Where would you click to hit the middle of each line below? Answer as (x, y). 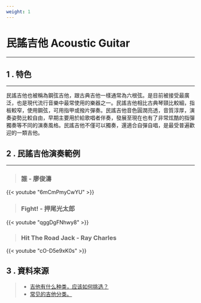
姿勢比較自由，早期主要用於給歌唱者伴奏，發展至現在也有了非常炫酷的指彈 (103, 118)
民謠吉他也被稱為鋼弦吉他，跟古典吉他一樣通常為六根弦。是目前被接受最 (95, 96)
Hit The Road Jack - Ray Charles (68, 238)
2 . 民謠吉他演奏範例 (43, 153)
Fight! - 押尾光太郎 (48, 209)
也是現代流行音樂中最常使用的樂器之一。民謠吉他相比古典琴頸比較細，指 (106, 103)
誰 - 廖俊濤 (36, 179)
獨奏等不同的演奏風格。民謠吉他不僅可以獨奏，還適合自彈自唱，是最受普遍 (98, 126)
